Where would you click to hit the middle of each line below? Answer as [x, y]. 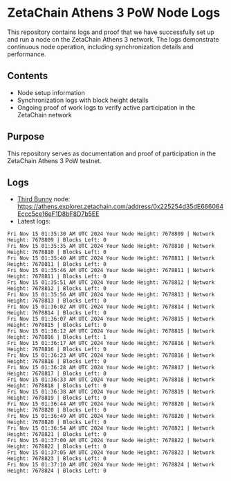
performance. [27, 54]
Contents [28, 76]
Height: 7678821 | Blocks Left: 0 [57, 434]
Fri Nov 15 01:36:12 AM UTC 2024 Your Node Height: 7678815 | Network [111, 331]
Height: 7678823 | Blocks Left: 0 [57, 459]
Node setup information [51, 92]
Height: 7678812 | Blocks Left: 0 [57, 289]
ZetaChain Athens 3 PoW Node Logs [114, 13]
